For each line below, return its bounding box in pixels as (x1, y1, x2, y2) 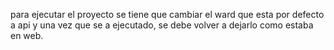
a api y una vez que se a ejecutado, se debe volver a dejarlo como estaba (10, 19, 314, 31)
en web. (10, 30, 44, 41)
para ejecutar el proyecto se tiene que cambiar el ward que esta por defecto (10, 9, 325, 20)
